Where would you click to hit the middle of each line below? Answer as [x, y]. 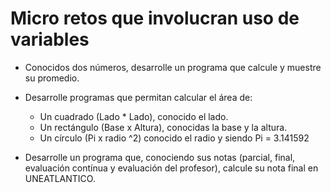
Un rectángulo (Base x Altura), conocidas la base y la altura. [163, 127]
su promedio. [52, 78]
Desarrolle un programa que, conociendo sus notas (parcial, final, [160, 157]
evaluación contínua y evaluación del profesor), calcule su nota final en [171, 168]
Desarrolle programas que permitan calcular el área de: [138, 97]
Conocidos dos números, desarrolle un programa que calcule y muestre [173, 67]
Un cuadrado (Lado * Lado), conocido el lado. [134, 116]
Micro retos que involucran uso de [155, 18]
